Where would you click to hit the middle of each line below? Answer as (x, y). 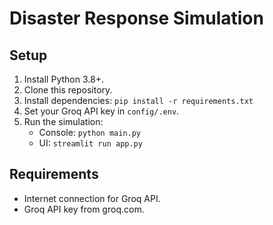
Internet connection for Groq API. (92, 198)
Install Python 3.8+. (63, 79)
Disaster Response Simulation (136, 18)
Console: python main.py (90, 132)
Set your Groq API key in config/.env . (101, 111)
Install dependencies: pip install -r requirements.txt (138, 100)
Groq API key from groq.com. (84, 209)
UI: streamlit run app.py (90, 143)
